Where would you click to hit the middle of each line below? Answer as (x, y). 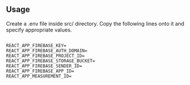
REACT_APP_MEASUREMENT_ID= (39, 76)
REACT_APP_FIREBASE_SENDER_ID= (44, 66)
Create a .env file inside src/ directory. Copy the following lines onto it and (95, 23)
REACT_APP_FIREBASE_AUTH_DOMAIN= (47, 51)
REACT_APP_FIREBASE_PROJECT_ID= (45, 56)
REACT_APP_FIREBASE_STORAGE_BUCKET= (51, 61)
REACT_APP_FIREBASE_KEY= (36, 45)
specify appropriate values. (39, 30)
